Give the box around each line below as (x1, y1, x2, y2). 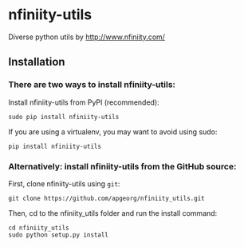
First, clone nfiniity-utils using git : (8, 178, 120, 189)
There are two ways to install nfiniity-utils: (8, 79, 176, 90)
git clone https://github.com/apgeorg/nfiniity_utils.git (8, 194, 205, 202)
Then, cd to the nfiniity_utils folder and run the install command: (8, 208, 218, 217)
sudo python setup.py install (8, 230, 109, 239)
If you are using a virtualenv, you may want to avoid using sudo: (8, 126, 218, 137)
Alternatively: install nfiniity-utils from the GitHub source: (8, 161, 237, 172)
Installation (8, 55, 65, 69)
